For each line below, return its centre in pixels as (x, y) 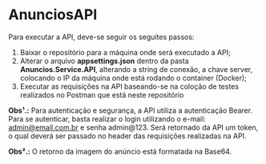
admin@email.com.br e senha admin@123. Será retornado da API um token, (133, 127)
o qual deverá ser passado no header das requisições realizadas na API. (127, 136)
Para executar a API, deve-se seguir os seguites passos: (101, 37)
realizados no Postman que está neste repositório (102, 94)
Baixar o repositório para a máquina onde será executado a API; (125, 52)
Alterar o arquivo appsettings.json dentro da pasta (105, 61)
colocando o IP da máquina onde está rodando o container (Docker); (133, 78)
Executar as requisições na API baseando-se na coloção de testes (129, 86)
